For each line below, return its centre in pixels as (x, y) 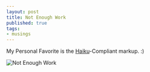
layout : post (23, 12)
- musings (19, 34)
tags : (13, 28)
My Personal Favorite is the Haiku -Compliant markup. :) (75, 51)
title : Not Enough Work (36, 17)
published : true (27, 23)
